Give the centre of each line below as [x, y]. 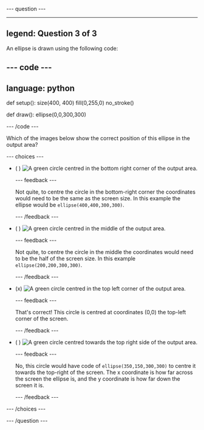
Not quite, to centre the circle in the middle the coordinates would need [104, 252]
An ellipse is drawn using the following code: [62, 48]
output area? [22, 145]
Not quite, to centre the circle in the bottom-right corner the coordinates [105, 192]
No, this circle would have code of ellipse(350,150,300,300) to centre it [105, 366]
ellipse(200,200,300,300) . [49, 265]
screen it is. [29, 386]
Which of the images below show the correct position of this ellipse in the [98, 138]
